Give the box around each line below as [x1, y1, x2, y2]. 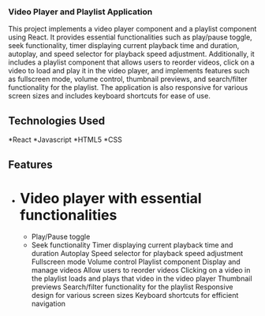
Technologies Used [8, 113, 105, 128]
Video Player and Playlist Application [8, 6, 153, 17]
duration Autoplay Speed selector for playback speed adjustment [31, 249, 244, 258]
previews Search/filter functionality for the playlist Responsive [31, 282, 233, 292]
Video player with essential [19, 189, 203, 207]
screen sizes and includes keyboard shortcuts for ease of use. [8, 91, 211, 101]
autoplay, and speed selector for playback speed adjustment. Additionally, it [8, 50, 255, 59]
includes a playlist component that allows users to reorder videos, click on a [8, 58, 255, 67]
